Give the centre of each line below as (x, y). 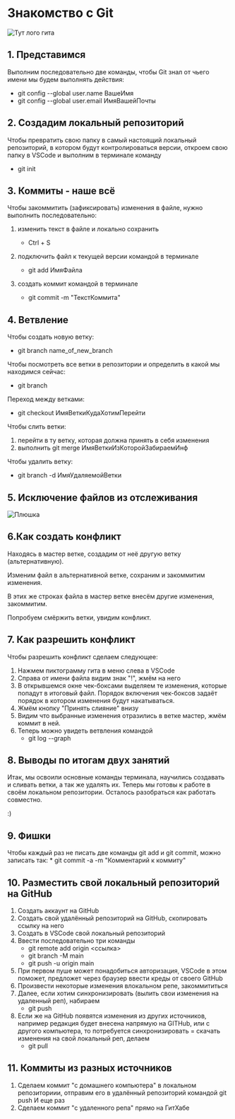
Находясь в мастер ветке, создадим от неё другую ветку (94, 554)
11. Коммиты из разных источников (90, 1068)
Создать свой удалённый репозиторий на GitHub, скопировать (113, 918)
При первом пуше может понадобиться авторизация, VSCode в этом (122, 971)
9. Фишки (29, 836)
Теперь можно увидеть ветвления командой (85, 731)
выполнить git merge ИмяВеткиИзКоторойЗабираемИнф (103, 448)
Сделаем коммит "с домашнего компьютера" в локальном (107, 1085)
